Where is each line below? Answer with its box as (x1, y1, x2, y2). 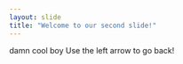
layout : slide (9, 12, 62, 22)
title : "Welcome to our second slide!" (9, 21, 157, 30)
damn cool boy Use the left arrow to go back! (9, 45, 175, 55)
